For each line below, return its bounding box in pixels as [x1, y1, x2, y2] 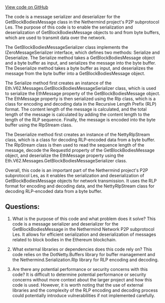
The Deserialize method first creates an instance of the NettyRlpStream [5, 132, 150, 137]
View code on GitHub [5, 4, 48, 10]
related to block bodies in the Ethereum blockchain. [12, 236, 117, 242]
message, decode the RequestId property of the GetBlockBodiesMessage [5, 148, 155, 153]
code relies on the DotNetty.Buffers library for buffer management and [12, 251, 155, 257]
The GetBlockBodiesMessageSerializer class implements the [5, 44, 129, 50]
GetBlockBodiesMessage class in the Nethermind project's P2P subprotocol [5, 19, 160, 25]
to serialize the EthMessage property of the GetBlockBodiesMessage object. [5, 91, 161, 96]
